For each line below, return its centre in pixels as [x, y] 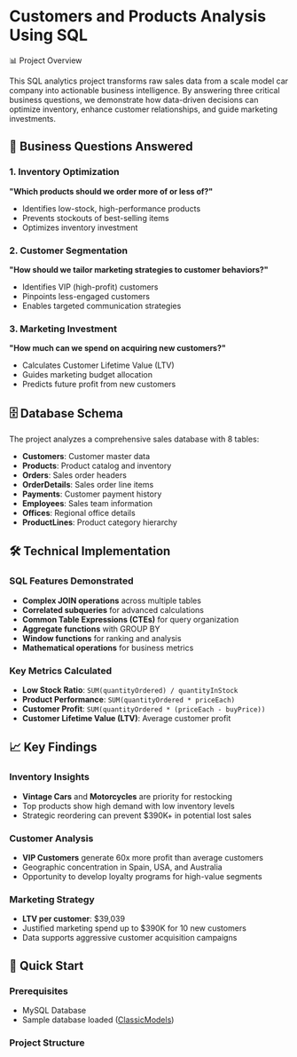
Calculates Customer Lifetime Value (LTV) [98, 365]
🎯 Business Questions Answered [101, 147]
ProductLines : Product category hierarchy [99, 522]
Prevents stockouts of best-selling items [96, 218]
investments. [32, 118]
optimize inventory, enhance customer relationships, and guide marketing [143, 109]
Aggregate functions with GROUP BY [91, 629]
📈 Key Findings [53, 747]
